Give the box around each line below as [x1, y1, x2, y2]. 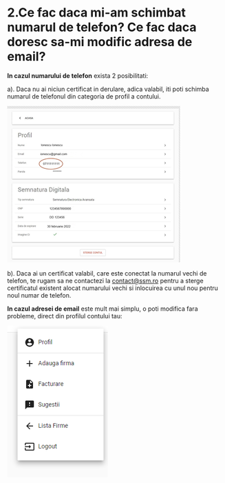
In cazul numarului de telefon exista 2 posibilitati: [7, 71, 149, 80]
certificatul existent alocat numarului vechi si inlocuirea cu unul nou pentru [7, 284, 219, 292]
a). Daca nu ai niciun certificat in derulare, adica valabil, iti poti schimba [7, 85, 210, 93]
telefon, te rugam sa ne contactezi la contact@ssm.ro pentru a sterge [7, 276, 204, 285]
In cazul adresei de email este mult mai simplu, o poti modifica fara [7, 305, 198, 313]
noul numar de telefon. [7, 291, 72, 299]
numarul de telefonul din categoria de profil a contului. [7, 92, 161, 101]
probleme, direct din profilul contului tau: [7, 311, 122, 320]
